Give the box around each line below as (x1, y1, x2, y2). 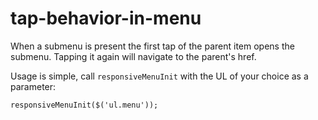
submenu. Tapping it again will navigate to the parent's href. (10, 50, 257, 62)
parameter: (10, 80, 57, 92)
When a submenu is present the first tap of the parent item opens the (10, 40, 295, 52)
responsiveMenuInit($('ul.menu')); (10, 100, 159, 110)
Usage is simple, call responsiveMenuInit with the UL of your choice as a (10, 70, 309, 82)
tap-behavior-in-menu (10, 7, 202, 30)
